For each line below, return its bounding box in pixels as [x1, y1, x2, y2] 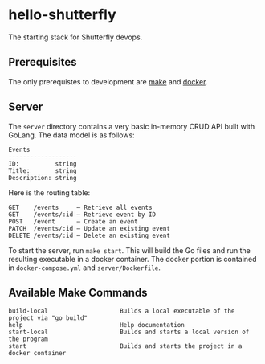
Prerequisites [8, 55, 77, 69]
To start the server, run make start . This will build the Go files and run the [8, 245, 251, 255]
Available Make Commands [8, 285, 148, 299]
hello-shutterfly [8, 6, 116, 24]
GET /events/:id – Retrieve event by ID [8, 211, 157, 219]
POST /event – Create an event [8, 217, 138, 226]
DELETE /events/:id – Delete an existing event [8, 231, 171, 239]
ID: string [8, 159, 78, 168]
